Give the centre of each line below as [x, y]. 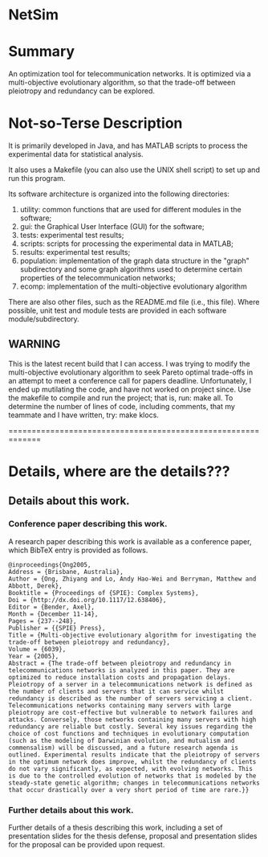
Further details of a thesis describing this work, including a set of [116, 828]
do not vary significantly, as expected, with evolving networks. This [130, 769]
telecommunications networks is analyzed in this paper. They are [122, 670]
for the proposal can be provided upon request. [87, 845]
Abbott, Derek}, [35, 586]
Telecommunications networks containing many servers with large [120, 705]
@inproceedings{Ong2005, [50, 564]
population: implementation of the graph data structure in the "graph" [135, 261]
